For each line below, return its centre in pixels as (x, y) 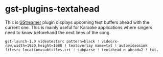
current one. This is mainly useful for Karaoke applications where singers (79, 27)
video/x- (110, 41)
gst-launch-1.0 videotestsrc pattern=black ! (52, 41)
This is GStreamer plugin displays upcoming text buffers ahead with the (77, 22)
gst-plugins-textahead (52, 9)
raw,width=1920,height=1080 (34, 45)
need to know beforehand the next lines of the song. (58, 32)
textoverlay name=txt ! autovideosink (108, 45)
